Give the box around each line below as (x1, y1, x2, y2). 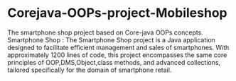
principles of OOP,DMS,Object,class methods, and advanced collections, (7, 58, 221, 66)
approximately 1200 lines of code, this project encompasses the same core (7, 51, 227, 59)
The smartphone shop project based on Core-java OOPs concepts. (7, 28, 204, 37)
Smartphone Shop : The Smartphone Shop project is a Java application (7, 35, 215, 44)
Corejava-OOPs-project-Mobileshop (7, 5, 227, 21)
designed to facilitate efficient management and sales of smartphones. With (7, 43, 230, 51)
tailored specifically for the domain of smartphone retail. (7, 66, 172, 74)
